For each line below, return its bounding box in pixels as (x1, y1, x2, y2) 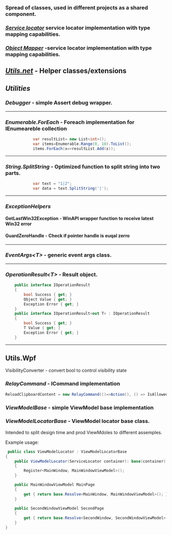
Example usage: (5, 439, 39, 445)
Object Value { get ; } (24, 296, 72, 302)
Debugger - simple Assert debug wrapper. (5, 99, 113, 106)
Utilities (5, 84, 31, 93)
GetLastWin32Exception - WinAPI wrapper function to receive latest (5, 216, 154, 222)
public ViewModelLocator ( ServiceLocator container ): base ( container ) (14, 459, 166, 464)
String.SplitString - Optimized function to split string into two (5, 163, 160, 170)
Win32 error (5, 221, 32, 227)
